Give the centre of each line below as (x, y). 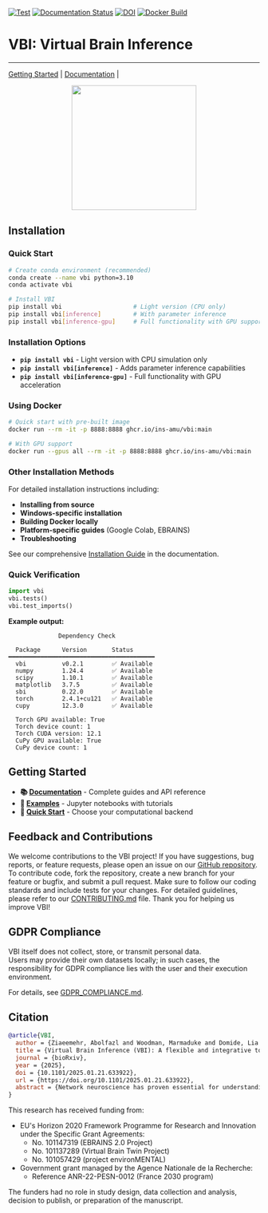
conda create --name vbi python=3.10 (71, 278)
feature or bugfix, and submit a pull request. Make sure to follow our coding (132, 881)
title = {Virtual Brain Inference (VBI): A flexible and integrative (133, 1051)
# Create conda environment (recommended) (80, 270)
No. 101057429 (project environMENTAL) (99, 1160)
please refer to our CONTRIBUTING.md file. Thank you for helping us (122, 899)
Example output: (36, 622)
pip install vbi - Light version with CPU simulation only (113, 360)
